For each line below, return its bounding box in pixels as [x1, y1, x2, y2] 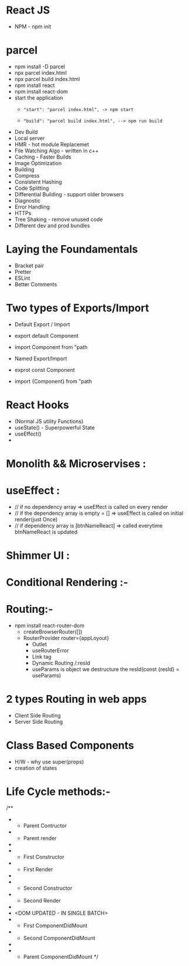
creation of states [14, 764, 57, 772]
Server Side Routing [14, 718, 63, 726]
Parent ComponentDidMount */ [23, 953, 98, 960]
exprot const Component [14, 366, 75, 373]
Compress [14, 172, 40, 179]
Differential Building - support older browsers [14, 190, 124, 197]
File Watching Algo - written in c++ [14, 147, 99, 154]
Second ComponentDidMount [23, 934, 95, 941]
